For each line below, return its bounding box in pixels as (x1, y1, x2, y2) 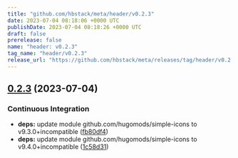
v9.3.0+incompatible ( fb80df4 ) (17, 128, 109, 136)
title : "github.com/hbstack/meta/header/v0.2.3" (7, 10, 155, 18)
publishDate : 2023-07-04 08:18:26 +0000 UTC (7, 23, 142, 30)
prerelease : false (7, 37, 62, 44)
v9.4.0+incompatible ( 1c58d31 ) (17, 142, 109, 151)
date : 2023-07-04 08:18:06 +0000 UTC (7, 17, 120, 24)
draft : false (7, 30, 46, 38)
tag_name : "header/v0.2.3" (7, 50, 88, 57)
